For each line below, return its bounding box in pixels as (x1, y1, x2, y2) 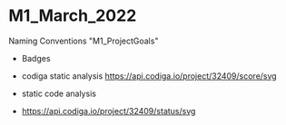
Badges (21, 53, 51, 63)
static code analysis (21, 88, 97, 99)
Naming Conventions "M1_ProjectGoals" (8, 35, 159, 46)
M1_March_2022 (8, 5, 137, 26)
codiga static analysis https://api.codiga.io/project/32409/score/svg (21, 70, 278, 82)
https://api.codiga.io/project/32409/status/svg (21, 105, 196, 116)
